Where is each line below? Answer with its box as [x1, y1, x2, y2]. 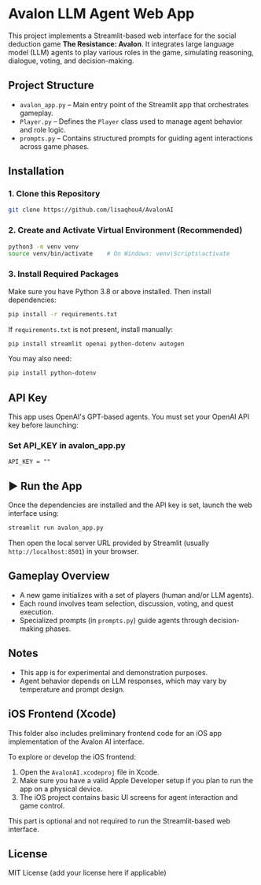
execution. [19, 607, 54, 616]
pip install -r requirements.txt [8, 310, 118, 318]
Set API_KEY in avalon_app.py [8, 440, 126, 451]
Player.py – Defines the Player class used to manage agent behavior [19, 116, 243, 126]
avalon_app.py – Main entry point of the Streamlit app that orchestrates [19, 99, 249, 109]
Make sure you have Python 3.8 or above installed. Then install [8, 286, 211, 296]
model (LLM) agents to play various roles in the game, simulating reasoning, [8, 47, 254, 57]
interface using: [8, 509, 59, 518]
